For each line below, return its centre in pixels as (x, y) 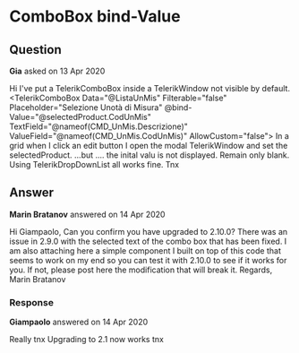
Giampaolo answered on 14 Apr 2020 (79, 322)
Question (35, 50)
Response (31, 302)
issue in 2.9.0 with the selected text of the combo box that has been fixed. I (148, 241)
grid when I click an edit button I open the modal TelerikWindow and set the (149, 146)
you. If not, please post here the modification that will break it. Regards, (141, 270)
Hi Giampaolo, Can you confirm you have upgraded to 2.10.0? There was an (149, 231)
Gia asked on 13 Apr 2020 (57, 71)
